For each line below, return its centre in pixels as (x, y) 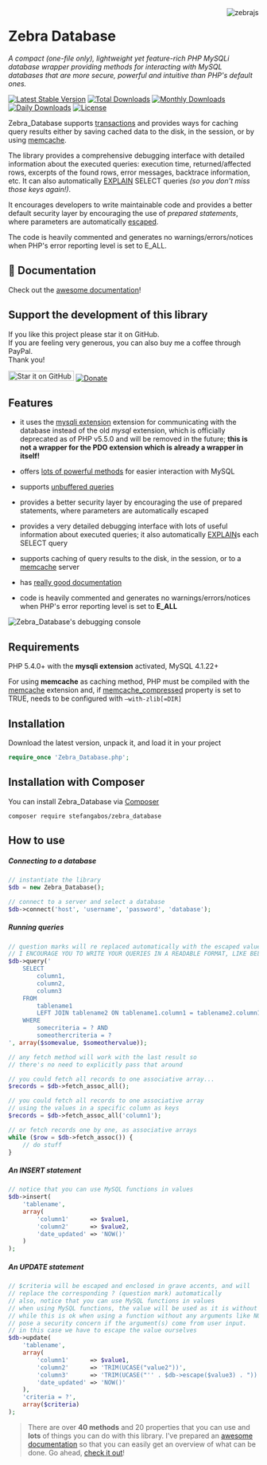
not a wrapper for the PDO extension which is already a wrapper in (132, 448)
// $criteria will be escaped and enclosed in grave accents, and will (129, 1286)
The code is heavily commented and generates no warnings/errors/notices (131, 237)
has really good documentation (71, 583)
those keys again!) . (40, 189)
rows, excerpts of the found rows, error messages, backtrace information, (129, 172)
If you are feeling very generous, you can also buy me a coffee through (124, 343)
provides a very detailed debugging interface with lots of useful (124, 526)
